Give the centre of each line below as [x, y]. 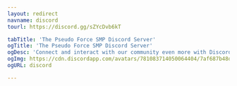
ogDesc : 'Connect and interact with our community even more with [107, 52]
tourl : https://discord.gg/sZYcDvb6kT [64, 27]
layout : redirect [33, 14]
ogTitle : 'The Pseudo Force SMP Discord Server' [80, 46]
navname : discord [33, 20]
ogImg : [17, 59]
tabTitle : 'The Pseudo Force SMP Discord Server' [82, 39]
